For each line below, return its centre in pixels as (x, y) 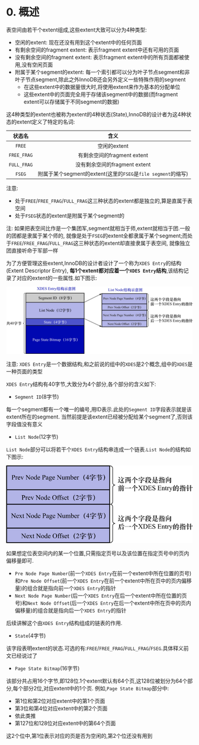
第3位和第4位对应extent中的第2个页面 (61, 708)
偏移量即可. (20, 561)
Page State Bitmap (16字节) (47, 668)
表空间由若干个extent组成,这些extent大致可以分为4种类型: (76, 30)
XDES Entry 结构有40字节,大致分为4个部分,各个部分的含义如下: (81, 384)
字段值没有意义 (24, 424)
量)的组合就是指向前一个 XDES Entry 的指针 (65, 588)
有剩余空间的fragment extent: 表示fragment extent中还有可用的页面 (97, 50)
